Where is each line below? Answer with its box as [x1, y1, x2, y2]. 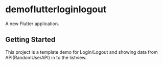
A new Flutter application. [5, 20, 59, 27]
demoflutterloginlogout [5, 4, 107, 15]
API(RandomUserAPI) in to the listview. [5, 54, 87, 60]
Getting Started [5, 35, 56, 44]
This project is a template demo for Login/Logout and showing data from [5, 49, 158, 55]
